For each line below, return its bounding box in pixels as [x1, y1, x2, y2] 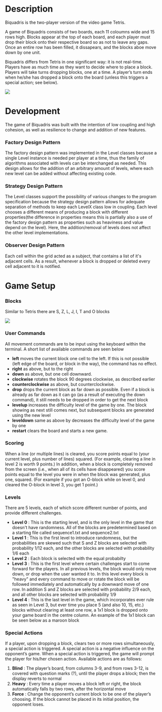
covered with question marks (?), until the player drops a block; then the [12, 671, 156, 677]
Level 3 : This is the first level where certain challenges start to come [12, 561, 150, 566]
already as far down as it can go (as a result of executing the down [12, 392, 145, 397]
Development [5, 106, 60, 117]
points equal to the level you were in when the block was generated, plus [5, 471, 150, 477]
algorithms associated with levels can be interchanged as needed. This [5, 160, 147, 166]
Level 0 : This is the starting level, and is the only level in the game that [12, 519, 154, 525]
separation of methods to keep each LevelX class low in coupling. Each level [5, 204, 157, 210]
